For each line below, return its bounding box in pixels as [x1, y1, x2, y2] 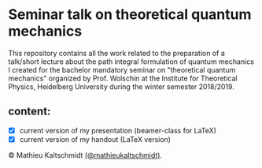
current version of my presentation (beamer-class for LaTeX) [19, 125, 216, 135]
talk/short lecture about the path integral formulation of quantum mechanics [8, 57, 254, 66]
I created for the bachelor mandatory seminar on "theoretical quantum [8, 65, 236, 74]
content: [8, 105, 51, 118]
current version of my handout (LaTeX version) [19, 134, 172, 144]
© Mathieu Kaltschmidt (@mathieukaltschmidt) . [8, 150, 163, 159]
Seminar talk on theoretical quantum [8, 6, 252, 24]
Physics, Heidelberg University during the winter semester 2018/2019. [8, 81, 234, 91]
